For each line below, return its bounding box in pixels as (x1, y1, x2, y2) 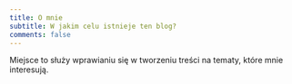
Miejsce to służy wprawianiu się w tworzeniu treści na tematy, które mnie (9, 55, 284, 66)
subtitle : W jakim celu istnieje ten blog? (9, 22, 177, 31)
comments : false (9, 30, 71, 39)
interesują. (9, 64, 49, 75)
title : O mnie (9, 13, 64, 23)
